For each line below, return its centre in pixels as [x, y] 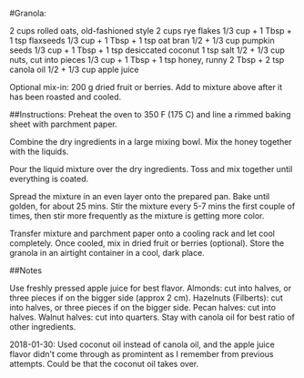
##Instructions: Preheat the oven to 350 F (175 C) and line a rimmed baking [150, 114]
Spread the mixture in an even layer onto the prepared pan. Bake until [140, 196]
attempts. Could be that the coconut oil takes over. [104, 364]
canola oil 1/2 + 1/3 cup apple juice [74, 69]
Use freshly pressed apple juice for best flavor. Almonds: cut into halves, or [151, 288]
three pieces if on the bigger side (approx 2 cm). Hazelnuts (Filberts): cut [147, 298]
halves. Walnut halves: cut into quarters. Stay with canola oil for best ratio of [152, 317]
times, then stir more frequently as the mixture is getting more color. [137, 216]
